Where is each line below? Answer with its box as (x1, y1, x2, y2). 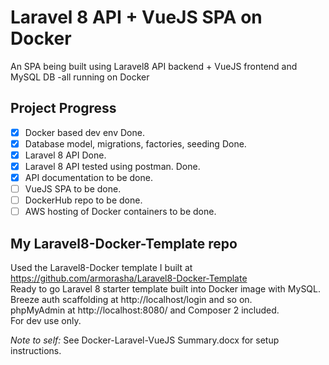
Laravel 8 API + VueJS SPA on (10, 6, 263, 29)
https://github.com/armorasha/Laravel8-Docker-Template (10, 272, 248, 285)
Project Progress (10, 100, 117, 117)
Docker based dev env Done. (24, 126, 145, 138)
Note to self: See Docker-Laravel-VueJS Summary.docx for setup (10, 334, 280, 346)
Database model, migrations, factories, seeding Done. (24, 137, 247, 150)
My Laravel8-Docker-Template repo (10, 235, 238, 252)
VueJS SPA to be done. (24, 183, 122, 195)
